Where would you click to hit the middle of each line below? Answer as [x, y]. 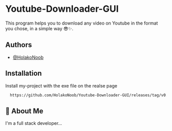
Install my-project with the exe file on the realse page [61, 85]
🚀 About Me [24, 111]
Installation [24, 73]
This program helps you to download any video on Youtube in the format [82, 23]
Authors [19, 45]
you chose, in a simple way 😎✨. [39, 28]
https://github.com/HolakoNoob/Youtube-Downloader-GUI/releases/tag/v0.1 [90, 95]
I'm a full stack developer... [34, 123]
